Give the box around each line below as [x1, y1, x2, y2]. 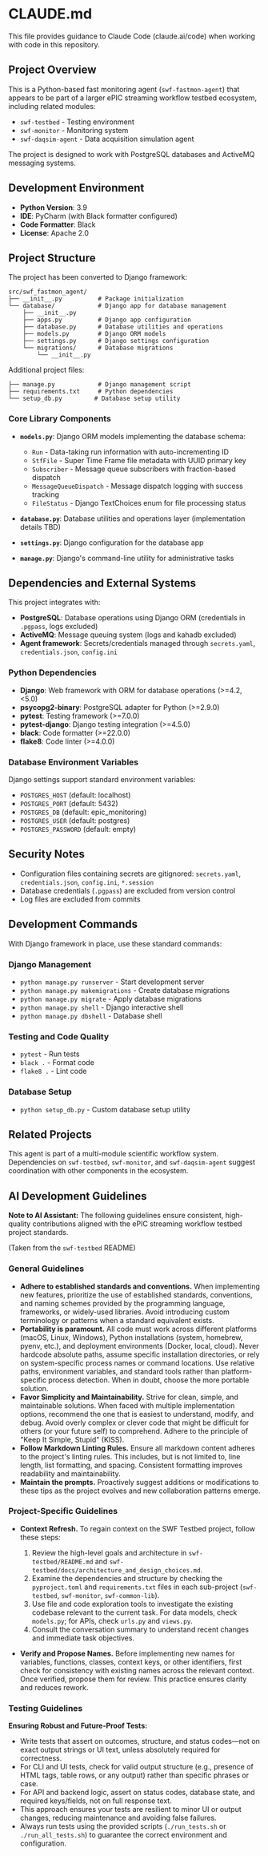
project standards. [8, 1228, 69, 1237]
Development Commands [8, 918, 138, 931]
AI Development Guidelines [8, 1189, 147, 1203]
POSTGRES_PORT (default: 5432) [19, 799, 118, 809]
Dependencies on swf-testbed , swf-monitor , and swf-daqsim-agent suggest [8, 1157, 256, 1167]
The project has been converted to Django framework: [8, 272, 188, 282]
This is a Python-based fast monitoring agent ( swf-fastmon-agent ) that [8, 84, 240, 94]
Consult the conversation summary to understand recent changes [31, 1624, 250, 1634]
